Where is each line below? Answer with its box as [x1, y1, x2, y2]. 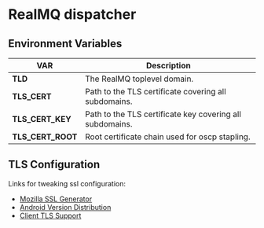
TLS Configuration [8, 158, 101, 171]
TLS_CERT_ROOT [12, 131, 78, 142]
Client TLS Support [19, 211, 82, 220]
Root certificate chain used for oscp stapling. [85, 131, 251, 142]
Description [146, 61, 191, 71]
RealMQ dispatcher [8, 6, 137, 24]
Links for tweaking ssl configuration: [8, 178, 126, 188]
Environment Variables [8, 37, 123, 50]
